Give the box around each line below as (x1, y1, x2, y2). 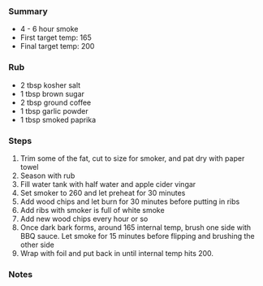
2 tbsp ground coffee (19, 97, 92, 107)
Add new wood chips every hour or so (19, 214, 149, 223)
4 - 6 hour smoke (19, 24, 79, 34)
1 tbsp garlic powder (19, 106, 89, 115)
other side (19, 240, 54, 249)
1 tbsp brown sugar (19, 89, 85, 98)
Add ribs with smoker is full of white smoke (19, 205, 165, 214)
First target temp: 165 (19, 32, 92, 42)
